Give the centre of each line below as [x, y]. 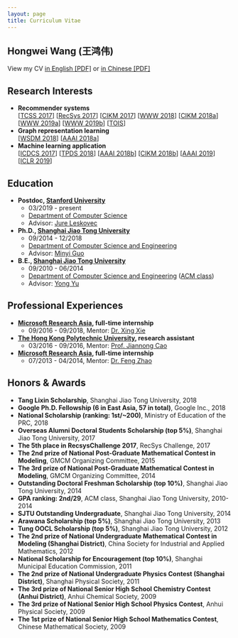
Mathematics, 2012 [45, 551]
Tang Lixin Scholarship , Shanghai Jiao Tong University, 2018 [107, 400]
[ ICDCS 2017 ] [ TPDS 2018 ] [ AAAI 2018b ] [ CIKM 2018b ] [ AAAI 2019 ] [116, 153]
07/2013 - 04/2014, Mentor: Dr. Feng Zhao [90, 360]
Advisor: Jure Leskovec [63, 223]
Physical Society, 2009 [51, 611]
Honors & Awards [47, 383]
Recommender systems [54, 108]
